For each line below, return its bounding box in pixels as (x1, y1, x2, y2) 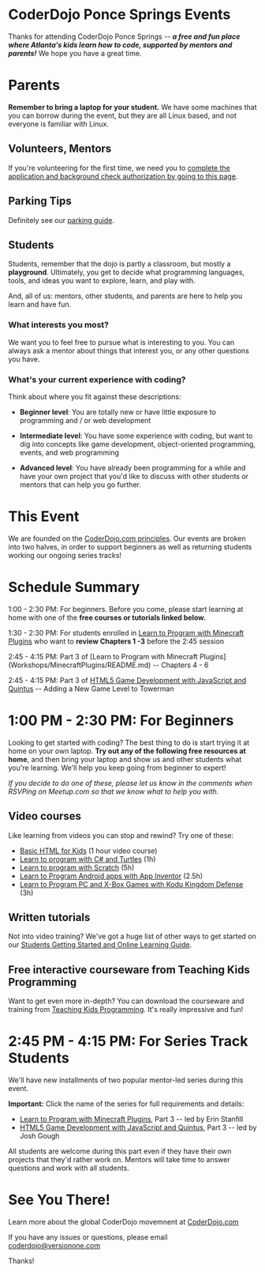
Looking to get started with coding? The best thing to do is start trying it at (8, 738, 250, 747)
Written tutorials (8, 911, 91, 924)
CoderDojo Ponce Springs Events (8, 6, 231, 24)
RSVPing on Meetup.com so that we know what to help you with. (8, 787, 219, 796)
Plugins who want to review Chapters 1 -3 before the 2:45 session (8, 636, 225, 646)
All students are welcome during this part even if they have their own (8, 1146, 232, 1156)
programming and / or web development (19, 415, 151, 425)
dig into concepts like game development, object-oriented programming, (19, 439, 256, 448)
